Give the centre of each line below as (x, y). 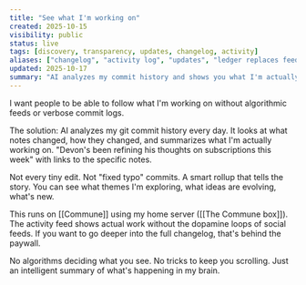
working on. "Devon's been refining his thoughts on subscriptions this (140, 149)
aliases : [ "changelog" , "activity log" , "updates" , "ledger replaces (144, 60)
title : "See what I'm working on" (75, 18)
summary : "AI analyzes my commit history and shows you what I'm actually (154, 77)
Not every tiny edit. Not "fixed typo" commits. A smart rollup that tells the (147, 177)
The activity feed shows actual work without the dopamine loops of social (148, 223)
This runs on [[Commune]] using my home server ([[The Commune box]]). (149, 214)
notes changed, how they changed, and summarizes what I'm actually (141, 140)
